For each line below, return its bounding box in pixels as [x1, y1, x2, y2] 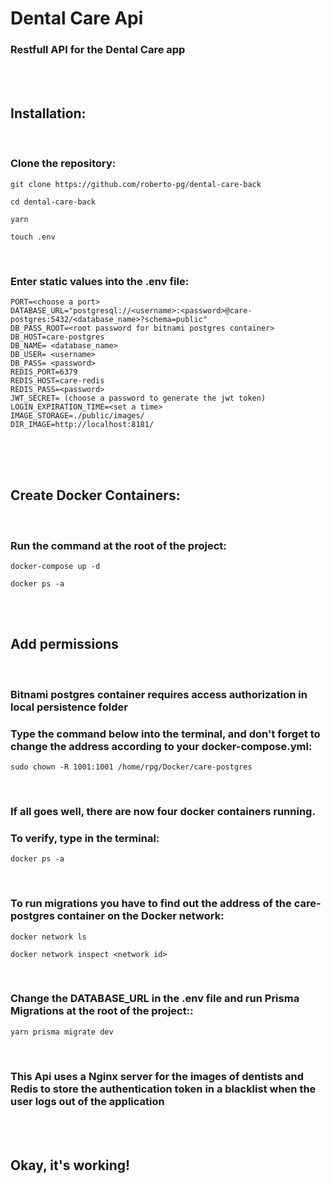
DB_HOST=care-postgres [10, 332, 105, 342]
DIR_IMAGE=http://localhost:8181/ [10, 419, 155, 429]
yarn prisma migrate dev [10, 1027, 114, 1037]
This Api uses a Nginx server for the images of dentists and [10, 1069, 305, 1083]
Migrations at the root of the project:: [10, 1004, 194, 1018]
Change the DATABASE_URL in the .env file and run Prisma [10, 992, 300, 1006]
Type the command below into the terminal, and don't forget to [10, 727, 321, 741]
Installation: [10, 105, 87, 122]
